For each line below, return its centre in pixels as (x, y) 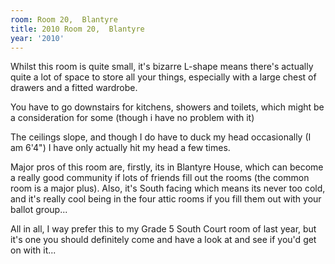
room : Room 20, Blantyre (64, 19)
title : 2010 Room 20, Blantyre (77, 29)
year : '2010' (37, 38)
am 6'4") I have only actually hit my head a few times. (120, 148)
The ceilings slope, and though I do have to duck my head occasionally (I (161, 137)
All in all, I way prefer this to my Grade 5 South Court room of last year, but (163, 229)
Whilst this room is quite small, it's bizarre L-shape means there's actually (162, 67)
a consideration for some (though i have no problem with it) (132, 118)
